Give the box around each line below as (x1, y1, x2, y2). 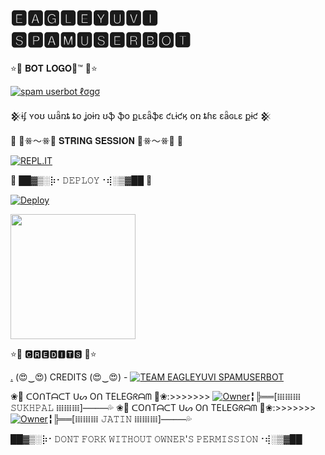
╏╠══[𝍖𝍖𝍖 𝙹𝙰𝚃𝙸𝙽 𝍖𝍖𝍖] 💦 (47, 412, 192, 425)
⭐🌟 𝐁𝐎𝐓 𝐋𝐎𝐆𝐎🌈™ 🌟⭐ (10, 62, 98, 74)
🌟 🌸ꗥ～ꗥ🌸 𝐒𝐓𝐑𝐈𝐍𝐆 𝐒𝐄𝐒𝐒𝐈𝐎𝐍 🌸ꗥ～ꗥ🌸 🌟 (10, 134, 183, 146)
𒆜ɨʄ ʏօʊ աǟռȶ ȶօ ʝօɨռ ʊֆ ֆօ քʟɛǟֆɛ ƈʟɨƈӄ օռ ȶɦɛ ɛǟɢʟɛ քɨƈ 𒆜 (10, 109, 272, 121)
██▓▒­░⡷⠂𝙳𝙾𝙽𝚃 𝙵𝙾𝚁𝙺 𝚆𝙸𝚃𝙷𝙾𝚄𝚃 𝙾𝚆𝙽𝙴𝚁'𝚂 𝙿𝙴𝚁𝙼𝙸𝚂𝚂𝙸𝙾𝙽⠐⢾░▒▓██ (10, 432, 303, 445)
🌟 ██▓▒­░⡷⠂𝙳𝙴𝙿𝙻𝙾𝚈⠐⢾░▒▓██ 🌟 (10, 174, 153, 186)
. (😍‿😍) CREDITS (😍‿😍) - (10, 371, 128, 383)
